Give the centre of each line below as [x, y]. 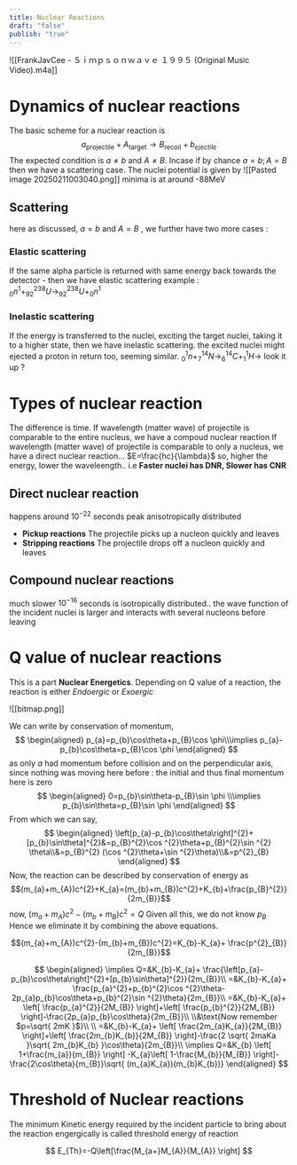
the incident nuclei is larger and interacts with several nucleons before [137, 612]
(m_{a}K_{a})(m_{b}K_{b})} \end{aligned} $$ [207, 1063]
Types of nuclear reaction [106, 403]
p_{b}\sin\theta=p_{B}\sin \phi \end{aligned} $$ [149, 806]
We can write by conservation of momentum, [92, 726]
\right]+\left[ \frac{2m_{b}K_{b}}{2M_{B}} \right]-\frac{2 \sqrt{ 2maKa [149, 1035]
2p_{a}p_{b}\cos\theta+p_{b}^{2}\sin [79, 997]
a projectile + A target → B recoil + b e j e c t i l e [149, 146]
